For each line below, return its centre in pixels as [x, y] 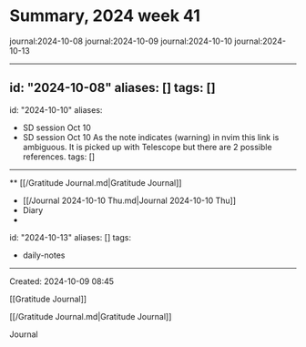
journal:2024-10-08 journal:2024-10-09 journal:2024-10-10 [121, 41]
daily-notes [44, 255]
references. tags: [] [59, 157]
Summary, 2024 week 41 [105, 16]
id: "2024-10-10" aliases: [56, 109]
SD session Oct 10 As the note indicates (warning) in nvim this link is [151, 137]
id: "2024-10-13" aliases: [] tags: [71, 237]
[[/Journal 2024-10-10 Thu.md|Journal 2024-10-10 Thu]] [129, 200]
